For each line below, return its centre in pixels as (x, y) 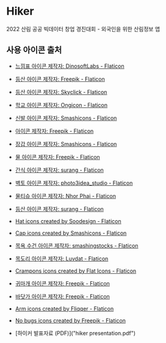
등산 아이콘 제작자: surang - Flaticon (59, 208)
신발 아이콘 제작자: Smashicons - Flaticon (66, 118)
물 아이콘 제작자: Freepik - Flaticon (58, 157)
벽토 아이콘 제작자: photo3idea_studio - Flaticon (74, 183)
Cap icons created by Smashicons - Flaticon (71, 233)
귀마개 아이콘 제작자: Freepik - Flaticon (62, 283)
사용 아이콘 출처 (34, 50)
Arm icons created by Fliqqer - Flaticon (64, 308)
